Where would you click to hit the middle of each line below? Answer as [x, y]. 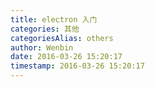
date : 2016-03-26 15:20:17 [66, 57]
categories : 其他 [45, 29]
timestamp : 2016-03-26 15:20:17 [77, 66]
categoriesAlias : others [62, 38]
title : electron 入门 [54, 19]
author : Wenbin [42, 47]
